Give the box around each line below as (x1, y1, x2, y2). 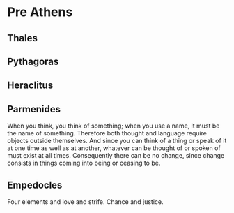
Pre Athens (7, 4, 73, 20)
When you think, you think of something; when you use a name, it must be (7, 122, 220, 130)
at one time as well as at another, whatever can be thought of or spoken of (7, 144, 221, 152)
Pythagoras (7, 55, 59, 67)
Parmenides (7, 103, 61, 115)
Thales (7, 32, 38, 44)
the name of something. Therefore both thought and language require (7, 129, 208, 138)
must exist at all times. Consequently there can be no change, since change (7, 152, 225, 160)
